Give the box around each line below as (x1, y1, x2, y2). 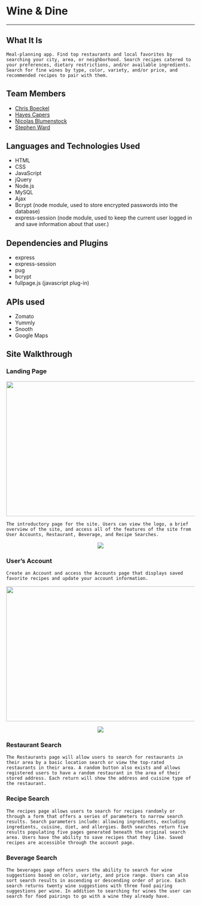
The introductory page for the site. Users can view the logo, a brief (6, 521, 188, 527)
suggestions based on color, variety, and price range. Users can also (6, 872, 188, 878)
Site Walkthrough (6, 349, 73, 359)
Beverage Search (6, 853, 57, 862)
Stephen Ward (14, 124, 51, 131)
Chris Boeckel (14, 104, 50, 112)
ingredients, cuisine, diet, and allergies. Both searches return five (6, 823, 188, 830)
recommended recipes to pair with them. (6, 72, 109, 79)
